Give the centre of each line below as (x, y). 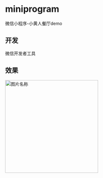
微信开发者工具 (20, 53)
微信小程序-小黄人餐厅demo (34, 23)
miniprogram (32, 9)
